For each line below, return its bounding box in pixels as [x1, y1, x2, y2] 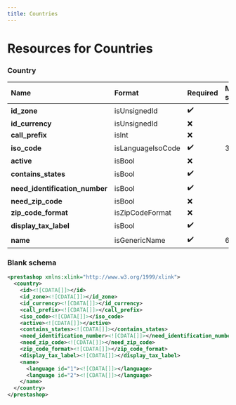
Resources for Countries [7, 40, 153, 56]
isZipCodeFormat [114, 208, 172, 218]
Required [187, 88, 218, 98]
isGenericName [114, 235, 166, 245]
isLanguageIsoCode [114, 143, 181, 153]
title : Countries [7, 10, 58, 18]
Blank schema [7, 258, 57, 267]
